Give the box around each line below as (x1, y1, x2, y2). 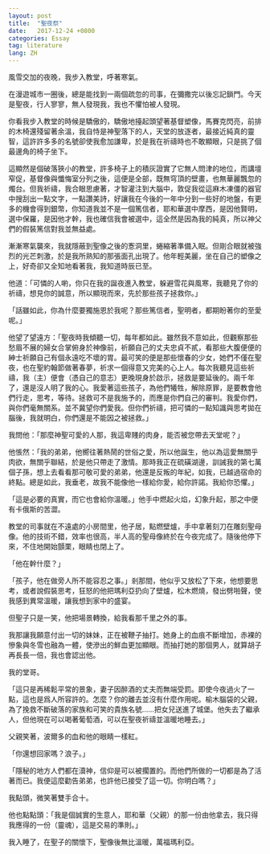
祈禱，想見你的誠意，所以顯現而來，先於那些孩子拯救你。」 (8, 289, 202, 298)
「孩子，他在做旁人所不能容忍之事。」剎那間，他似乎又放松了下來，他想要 (8, 576, 252, 585)
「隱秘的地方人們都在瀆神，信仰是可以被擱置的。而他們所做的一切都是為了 (8, 766, 255, 775)
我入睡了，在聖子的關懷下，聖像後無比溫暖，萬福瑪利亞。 (8, 837, 198, 847)
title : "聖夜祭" (8, 19, 63, 27)
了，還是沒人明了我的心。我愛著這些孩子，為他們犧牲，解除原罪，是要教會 (8, 383, 255, 392)
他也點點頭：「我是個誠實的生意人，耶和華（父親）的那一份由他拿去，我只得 (8, 810, 259, 819)
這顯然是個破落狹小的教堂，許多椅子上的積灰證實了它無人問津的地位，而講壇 (8, 164, 262, 173)
